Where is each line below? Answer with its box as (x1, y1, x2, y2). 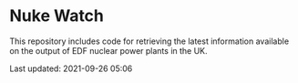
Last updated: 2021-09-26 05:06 (9, 63, 133, 74)
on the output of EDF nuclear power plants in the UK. (9, 45, 208, 56)
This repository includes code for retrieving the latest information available (9, 36, 290, 47)
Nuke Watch (9, 5, 105, 26)
